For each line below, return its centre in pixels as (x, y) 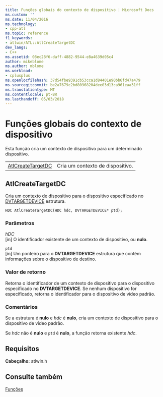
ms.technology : (21, 24)
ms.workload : (19, 71)
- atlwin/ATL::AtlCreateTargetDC (40, 43)
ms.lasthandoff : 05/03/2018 (35, 99)
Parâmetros (20, 223)
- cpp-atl (16, 29)
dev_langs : (17, 47)
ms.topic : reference (27, 33)
